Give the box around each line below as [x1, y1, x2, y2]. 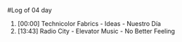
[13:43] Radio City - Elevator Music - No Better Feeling [17, 27, 176, 35]
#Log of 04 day [7, 6, 53, 14]
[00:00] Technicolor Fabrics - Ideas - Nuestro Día [17, 20, 162, 27]
